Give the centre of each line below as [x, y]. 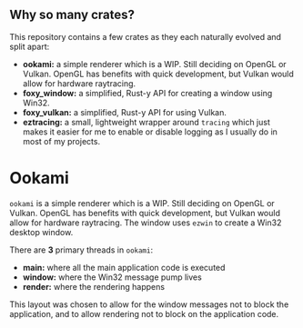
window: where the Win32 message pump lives [112, 277]
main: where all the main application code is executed [124, 267]
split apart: [30, 46]
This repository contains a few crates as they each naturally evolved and [146, 36]
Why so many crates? [72, 15]
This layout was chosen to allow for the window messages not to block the [149, 304]
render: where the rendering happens [94, 286]
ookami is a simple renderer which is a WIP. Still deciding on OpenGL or [142, 203]
